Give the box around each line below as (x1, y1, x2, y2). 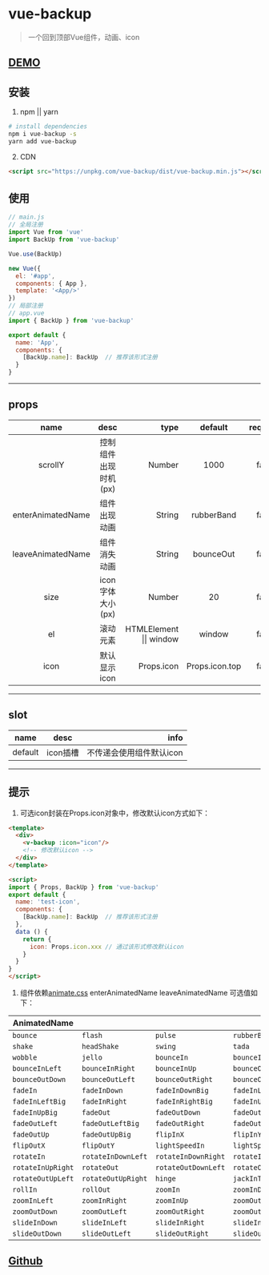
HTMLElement (125, 623, 179, 634)
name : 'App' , (15, 338, 59, 347)
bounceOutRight (155, 1075, 214, 1084)
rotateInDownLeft (81, 1152, 148, 1161)
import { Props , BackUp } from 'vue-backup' (8, 883, 159, 891)
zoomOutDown (12, 1207, 58, 1217)
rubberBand (191, 509, 237, 521)
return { (22, 935, 52, 943)
